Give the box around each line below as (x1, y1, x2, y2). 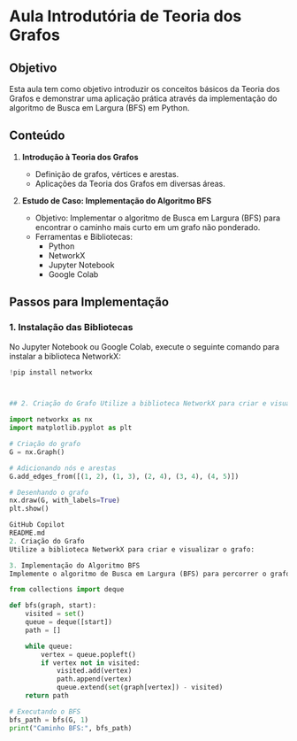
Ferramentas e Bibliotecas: (34, 231, 133, 242)
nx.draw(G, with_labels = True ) (9, 496, 121, 506)
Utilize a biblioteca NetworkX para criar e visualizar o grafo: (9, 544, 255, 554)
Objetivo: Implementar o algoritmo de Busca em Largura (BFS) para (34, 212, 281, 223)
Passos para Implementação (9, 295, 170, 310)
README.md (9, 529, 46, 537)
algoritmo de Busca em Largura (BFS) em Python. (9, 103, 190, 112)
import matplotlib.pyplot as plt (9, 423, 133, 433)
